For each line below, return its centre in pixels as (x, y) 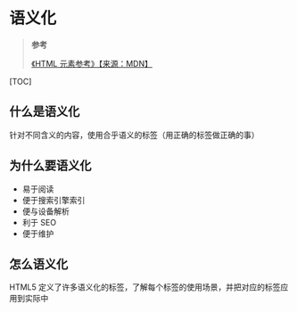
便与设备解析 (45, 211)
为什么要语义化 (50, 166)
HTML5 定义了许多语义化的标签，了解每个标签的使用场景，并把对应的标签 (145, 287)
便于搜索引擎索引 (54, 200)
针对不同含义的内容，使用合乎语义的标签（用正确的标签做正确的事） (134, 135)
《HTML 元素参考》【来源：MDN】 (92, 63)
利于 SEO (39, 222)
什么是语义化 (45, 112)
